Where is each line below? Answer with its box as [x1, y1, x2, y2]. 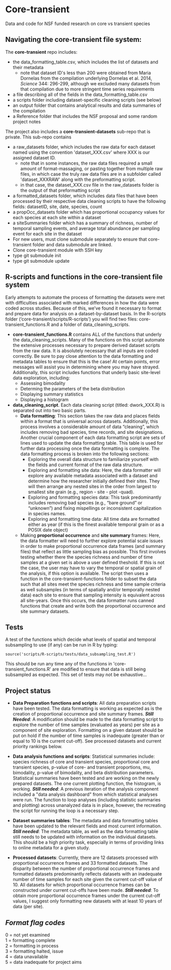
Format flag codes [5, 918, 65, 927]
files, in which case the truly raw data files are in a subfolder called [20, 171, 161, 177]
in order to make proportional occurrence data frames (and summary [20, 543, 166, 549]
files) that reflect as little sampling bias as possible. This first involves [20, 548, 166, 555]
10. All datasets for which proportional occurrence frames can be [12, 882, 150, 888]
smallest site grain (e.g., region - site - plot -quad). [28, 489, 134, 495]
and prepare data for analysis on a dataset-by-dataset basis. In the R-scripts [5, 310, 166, 316]
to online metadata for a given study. [12, 845, 90, 851]
